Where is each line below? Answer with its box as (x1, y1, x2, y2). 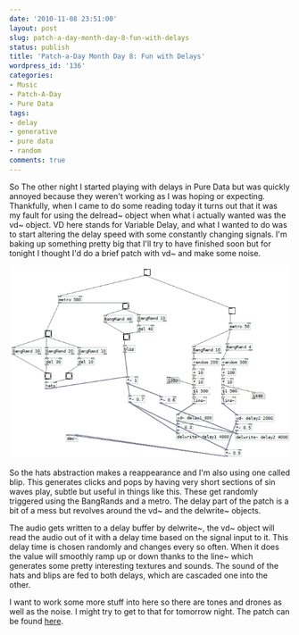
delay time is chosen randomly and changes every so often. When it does (9, 541, 279, 552)
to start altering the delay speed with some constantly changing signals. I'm (9, 229, 287, 239)
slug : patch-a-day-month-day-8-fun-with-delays (9, 33, 190, 42)
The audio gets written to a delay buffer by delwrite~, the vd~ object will (9, 522, 275, 533)
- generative (9, 128, 58, 137)
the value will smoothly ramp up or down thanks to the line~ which (9, 550, 253, 562)
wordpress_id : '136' (9, 62, 87, 71)
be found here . (9, 615, 64, 626)
